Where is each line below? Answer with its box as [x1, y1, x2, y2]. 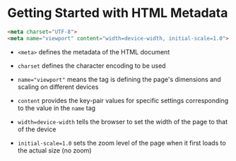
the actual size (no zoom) [17, 146, 92, 155]
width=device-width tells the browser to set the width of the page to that [17, 117, 228, 126]
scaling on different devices [17, 83, 99, 91]
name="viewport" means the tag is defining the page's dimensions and [17, 75, 221, 83]
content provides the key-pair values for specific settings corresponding [17, 96, 229, 105]
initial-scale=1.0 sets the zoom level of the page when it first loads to [17, 138, 226, 147]
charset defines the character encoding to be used [17, 61, 166, 70]
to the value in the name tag [17, 104, 96, 112]
